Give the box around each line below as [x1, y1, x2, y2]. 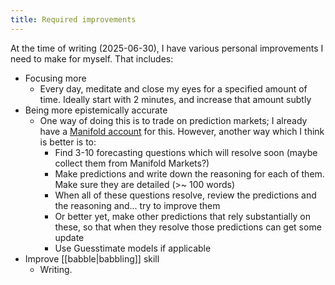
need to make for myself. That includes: [10, 52, 174, 65]
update [54, 231, 85, 243]
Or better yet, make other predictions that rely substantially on [54, 210, 311, 222]
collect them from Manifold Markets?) [54, 157, 210, 169]
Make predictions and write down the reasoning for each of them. [54, 167, 325, 180]
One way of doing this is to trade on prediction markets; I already [39, 114, 308, 126]
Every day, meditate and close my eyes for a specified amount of [39, 82, 308, 95]
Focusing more [24, 72, 87, 84]
